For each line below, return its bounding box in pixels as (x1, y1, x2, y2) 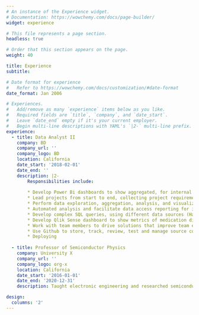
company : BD (17, 140, 46, 146)
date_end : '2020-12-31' (17, 278, 76, 284)
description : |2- (17, 173, 60, 179)
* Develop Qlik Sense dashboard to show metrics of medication (27, 217, 187, 223)
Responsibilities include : (27, 178, 94, 184)
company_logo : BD (17, 151, 60, 157)
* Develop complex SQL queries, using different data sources (27, 212, 184, 218)
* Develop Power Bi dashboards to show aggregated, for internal (27, 190, 192, 196)
